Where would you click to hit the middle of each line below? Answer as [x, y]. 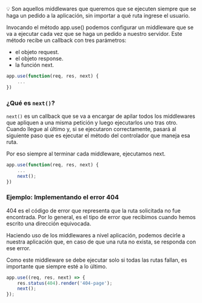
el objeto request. [37, 52]
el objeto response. [39, 58]
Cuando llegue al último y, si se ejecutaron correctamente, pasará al [91, 129]
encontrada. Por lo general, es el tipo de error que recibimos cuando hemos [101, 217]
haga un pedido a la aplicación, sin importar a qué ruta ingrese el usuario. [98, 15]
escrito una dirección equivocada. [49, 223]
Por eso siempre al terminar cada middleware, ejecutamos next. [86, 154]
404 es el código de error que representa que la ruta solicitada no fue [93, 210]
